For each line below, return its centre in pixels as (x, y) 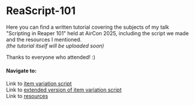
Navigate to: (21, 70)
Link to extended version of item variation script (64, 90)
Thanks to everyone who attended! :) (51, 57)
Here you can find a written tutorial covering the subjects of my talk (88, 27)
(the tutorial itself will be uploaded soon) (55, 46)
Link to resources (27, 96)
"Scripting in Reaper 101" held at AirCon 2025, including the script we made (97, 33)
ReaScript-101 (41, 11)
